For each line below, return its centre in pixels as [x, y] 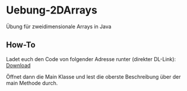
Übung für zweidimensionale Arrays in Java [59, 26]
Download [18, 65]
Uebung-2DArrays [52, 10]
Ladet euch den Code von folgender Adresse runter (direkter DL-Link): [91, 59]
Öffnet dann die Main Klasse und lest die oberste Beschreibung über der [93, 76]
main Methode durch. [32, 83]
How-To [21, 45]
